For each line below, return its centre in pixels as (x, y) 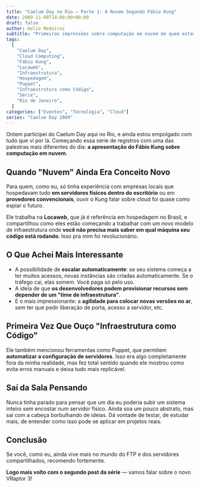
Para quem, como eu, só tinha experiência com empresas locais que (90, 186)
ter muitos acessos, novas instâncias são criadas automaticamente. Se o (104, 275)
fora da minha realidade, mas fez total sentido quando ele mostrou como (95, 363)
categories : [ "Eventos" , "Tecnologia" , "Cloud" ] (68, 112)
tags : (13, 39)
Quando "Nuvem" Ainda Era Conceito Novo (88, 172)
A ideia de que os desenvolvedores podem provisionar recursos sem (101, 288)
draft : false (22, 23)
